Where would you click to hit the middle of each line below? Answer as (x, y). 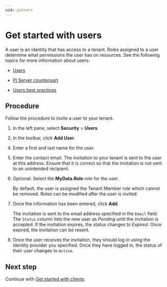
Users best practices (35, 90)
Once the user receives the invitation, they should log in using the (81, 240)
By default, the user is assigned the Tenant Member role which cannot (86, 188)
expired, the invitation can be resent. (51, 230)
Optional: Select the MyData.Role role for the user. (66, 179)
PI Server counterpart (35, 80)
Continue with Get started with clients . (45, 279)
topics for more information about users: (48, 60)
